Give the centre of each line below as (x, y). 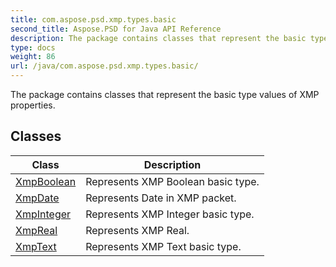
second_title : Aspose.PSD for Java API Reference (116, 29)
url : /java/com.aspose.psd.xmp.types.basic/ (104, 66)
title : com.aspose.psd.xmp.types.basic (93, 19)
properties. (33, 105)
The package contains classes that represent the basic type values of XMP (165, 94)
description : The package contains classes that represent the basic (158, 38)
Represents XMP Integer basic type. (170, 214)
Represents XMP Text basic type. (163, 246)
